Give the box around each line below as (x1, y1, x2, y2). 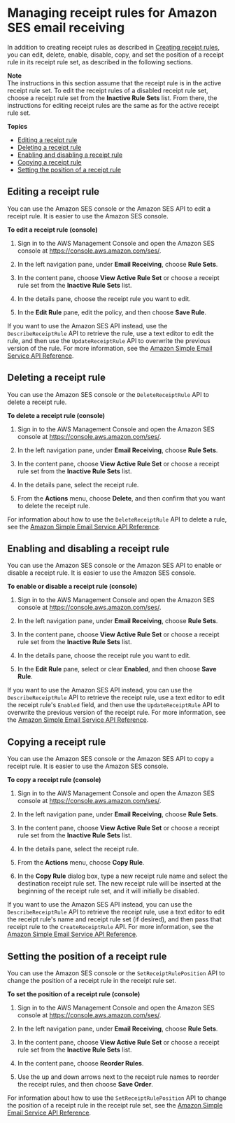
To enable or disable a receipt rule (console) (7, 583, 138, 591)
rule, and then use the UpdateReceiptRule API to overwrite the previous (7, 336, 211, 344)
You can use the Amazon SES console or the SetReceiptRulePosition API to (7, 969, 225, 977)
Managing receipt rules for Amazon (7, 5, 218, 21)
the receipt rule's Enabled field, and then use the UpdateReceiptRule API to (7, 701, 220, 709)
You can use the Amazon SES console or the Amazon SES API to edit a (7, 204, 211, 213)
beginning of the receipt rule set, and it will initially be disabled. (17, 887, 199, 895)
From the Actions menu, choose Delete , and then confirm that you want (17, 494, 226, 502)
